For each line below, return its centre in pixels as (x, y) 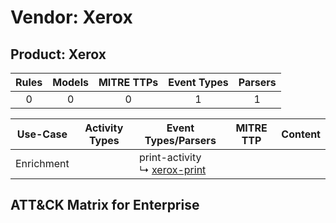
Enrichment (42, 163)
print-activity (170, 157)
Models (70, 82)
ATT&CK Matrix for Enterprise (105, 205)
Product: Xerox (58, 54)
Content (301, 134)
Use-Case (42, 134)
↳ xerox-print (172, 169)
